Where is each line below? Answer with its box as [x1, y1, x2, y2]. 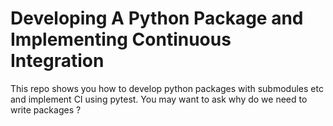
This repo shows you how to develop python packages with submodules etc [10, 82, 324, 94]
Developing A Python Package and [10, 7, 304, 30]
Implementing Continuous [10, 28, 232, 51]
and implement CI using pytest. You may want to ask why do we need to [10, 93, 308, 105]
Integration [10, 50, 105, 72]
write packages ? [10, 103, 82, 116]
